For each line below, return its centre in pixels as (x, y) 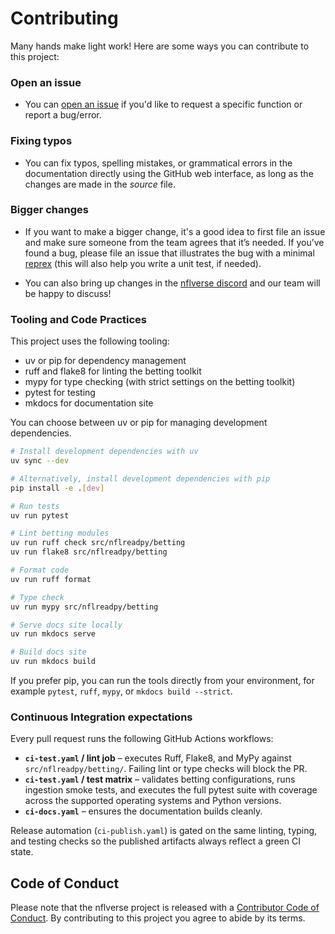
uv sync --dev (40, 461)
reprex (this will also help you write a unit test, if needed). (143, 263)
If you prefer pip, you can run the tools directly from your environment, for (162, 680)
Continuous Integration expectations (101, 717)
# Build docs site (48, 652)
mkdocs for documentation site (89, 403)
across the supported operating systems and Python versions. (153, 801)
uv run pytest (40, 515)
